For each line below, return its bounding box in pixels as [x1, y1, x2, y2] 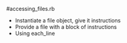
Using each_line [15, 30, 56, 37]
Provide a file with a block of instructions [15, 24, 117, 30]
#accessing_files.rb [6, 5, 55, 12]
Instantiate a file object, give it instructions [15, 17, 121, 24]
